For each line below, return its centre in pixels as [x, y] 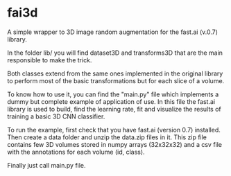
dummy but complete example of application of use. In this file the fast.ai [111, 101]
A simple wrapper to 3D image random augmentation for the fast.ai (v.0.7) [113, 32]
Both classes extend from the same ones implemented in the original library [115, 73]
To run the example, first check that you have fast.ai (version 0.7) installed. [114, 130]
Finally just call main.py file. [46, 165]
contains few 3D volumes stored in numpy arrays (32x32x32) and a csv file [115, 144]
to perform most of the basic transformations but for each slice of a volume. [116, 80]
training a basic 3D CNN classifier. [56, 116]
